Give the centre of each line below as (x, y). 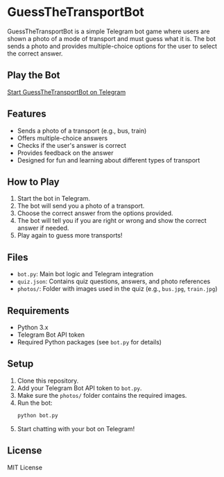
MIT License (25, 467)
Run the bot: (35, 403)
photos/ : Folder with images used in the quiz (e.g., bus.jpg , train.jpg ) (117, 289)
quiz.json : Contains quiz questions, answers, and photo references (114, 281)
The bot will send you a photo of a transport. (81, 206)
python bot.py (37, 415)
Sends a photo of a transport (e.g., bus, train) (82, 131)
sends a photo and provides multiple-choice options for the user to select (112, 46)
